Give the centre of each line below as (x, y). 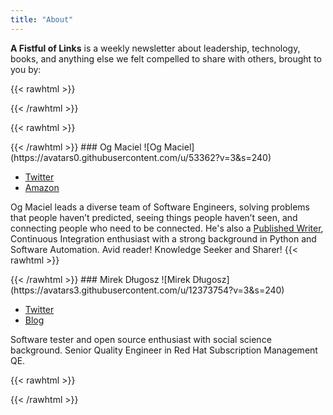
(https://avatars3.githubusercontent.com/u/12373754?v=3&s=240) (147, 290)
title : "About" (42, 19)
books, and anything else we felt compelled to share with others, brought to (166, 58)
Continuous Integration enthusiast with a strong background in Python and (163, 238)
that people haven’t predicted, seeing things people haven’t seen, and (154, 217)
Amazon (42, 187)
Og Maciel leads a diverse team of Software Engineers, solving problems (160, 207)
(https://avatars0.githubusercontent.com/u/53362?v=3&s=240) (141, 157)
